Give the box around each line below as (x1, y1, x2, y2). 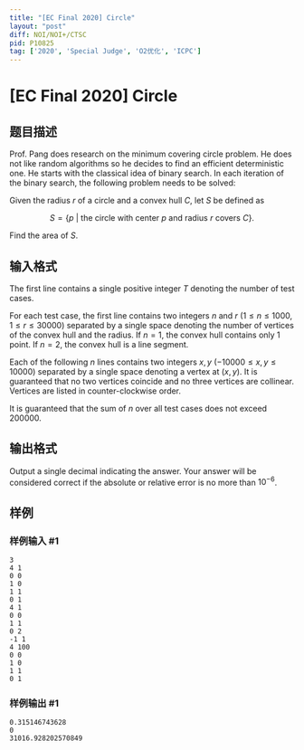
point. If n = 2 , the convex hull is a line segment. (9, 338, 189, 349)
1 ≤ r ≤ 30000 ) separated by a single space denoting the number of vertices (9, 319, 294, 330)
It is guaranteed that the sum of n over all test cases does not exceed (9, 403, 268, 413)
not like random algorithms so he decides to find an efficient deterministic (9, 158, 285, 169)
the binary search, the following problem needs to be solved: (9, 177, 236, 188)
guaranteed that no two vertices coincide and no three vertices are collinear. (9, 375, 294, 386)
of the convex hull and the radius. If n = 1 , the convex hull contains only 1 (9, 329, 280, 340)
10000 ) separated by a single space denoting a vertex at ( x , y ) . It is (9, 366, 258, 376)
